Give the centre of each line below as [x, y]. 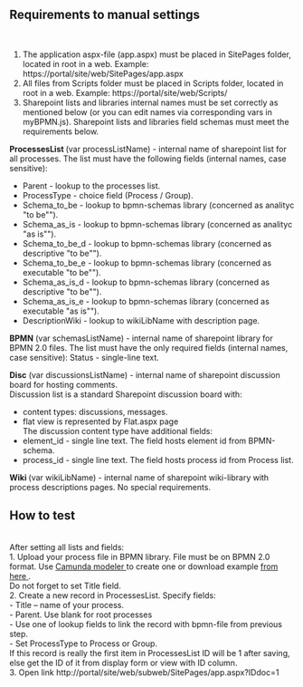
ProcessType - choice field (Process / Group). [108, 195]
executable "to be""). [62, 272]
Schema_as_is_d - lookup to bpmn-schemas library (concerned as [146, 282]
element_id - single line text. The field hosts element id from [134, 440]
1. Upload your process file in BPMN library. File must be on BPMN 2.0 [140, 556]
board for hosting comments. [63, 384]
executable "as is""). [61, 311]
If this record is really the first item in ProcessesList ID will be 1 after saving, [150, 653]
